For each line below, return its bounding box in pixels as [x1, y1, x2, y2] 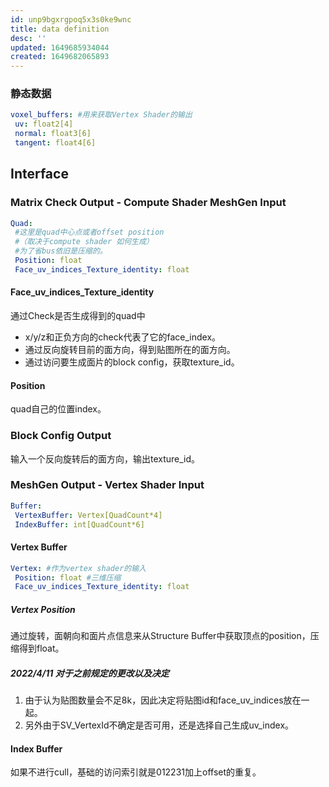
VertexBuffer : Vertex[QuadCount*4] [14, 510, 163, 520]
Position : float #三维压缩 [14, 572, 122, 583]
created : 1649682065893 [10, 52, 110, 62]
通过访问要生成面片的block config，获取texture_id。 [24, 356, 240, 368]
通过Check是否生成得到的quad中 [10, 310, 146, 322]
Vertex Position [10, 603, 76, 615]
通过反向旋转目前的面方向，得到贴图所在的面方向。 [24, 344, 236, 356]
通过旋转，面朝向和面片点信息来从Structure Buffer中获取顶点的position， [10, 630, 311, 642]
